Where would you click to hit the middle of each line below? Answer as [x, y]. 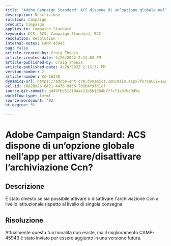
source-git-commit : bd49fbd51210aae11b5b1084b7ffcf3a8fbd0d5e [73, 91]
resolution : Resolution [31, 39]
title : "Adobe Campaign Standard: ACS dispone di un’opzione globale [81, 10]
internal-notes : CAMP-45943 [35, 43]
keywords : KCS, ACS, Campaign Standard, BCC [53, 34]
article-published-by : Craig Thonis [44, 62]
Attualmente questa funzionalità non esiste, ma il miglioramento [72, 232]
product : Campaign [25, 24]
